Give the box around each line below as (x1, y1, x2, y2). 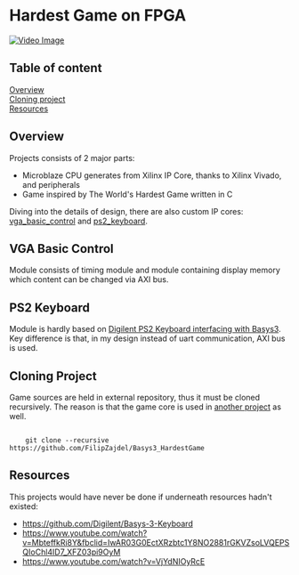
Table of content (9, 61, 102, 76)
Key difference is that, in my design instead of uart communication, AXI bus (9, 333, 286, 344)
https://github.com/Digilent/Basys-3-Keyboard (21, 518, 193, 529)
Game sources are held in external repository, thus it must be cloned (9, 393, 261, 402)
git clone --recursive (25, 436, 109, 445)
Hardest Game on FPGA (9, 5, 187, 26)
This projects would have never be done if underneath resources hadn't (9, 491, 272, 502)
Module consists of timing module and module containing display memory (9, 264, 280, 276)
